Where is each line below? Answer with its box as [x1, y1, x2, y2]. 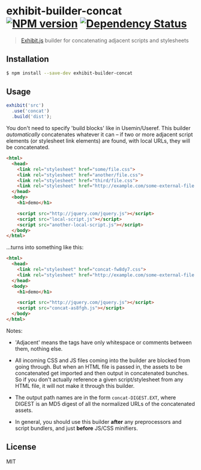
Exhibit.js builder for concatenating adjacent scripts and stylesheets [20, 37, 189, 44]
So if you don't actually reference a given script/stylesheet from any [14, 376, 184, 383]
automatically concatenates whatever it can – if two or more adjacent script [6, 131, 193, 138]
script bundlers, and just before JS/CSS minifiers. [14, 424, 138, 432]
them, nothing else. [14, 345, 63, 352]
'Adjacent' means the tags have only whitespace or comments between [14, 339, 192, 346]
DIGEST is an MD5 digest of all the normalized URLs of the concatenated [14, 400, 195, 407]
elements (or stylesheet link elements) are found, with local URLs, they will [6, 137, 190, 144]
